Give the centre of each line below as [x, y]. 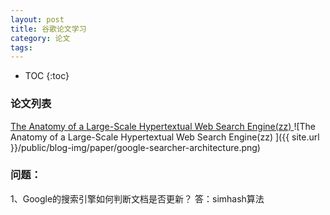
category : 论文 [40, 38]
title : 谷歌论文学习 [48, 29]
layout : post [37, 19]
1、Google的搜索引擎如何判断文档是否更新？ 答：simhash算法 [137, 198]
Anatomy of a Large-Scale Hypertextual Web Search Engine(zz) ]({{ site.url [165, 137]
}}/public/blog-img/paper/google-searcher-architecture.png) [135, 147]
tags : [21, 47]
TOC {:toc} [47, 76]
